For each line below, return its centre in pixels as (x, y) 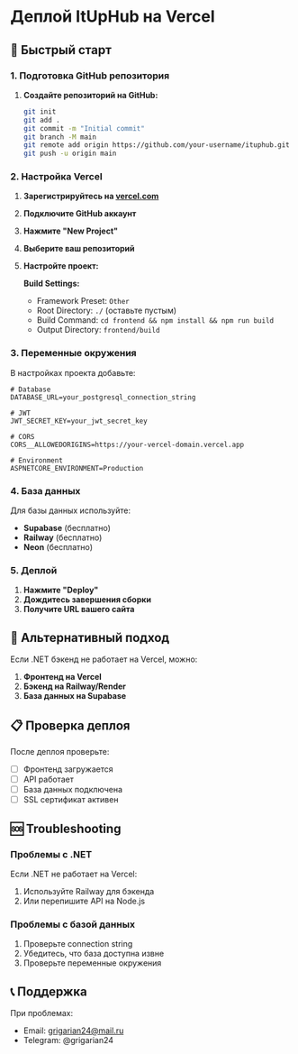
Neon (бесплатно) (58, 547)
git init (40, 111)
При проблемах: (42, 1013)
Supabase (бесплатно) (67, 528)
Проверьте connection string (78, 944)
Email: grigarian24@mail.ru (73, 1031)
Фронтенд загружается (68, 769)
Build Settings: (51, 284)
